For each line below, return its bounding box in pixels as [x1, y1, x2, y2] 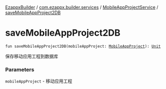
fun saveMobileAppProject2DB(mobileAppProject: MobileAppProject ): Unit [5, 44, 161, 49]
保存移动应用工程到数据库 [5, 53, 58, 59]
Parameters [5, 66, 34, 73]
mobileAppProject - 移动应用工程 [5, 78, 72, 84]
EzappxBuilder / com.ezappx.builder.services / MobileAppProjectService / [5, 5, 158, 10]
